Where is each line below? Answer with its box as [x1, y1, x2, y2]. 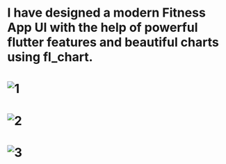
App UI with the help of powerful [7, 19, 198, 35]
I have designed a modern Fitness [7, 5, 207, 21]
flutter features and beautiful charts [7, 35, 219, 50]
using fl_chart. [7, 49, 93, 65]
